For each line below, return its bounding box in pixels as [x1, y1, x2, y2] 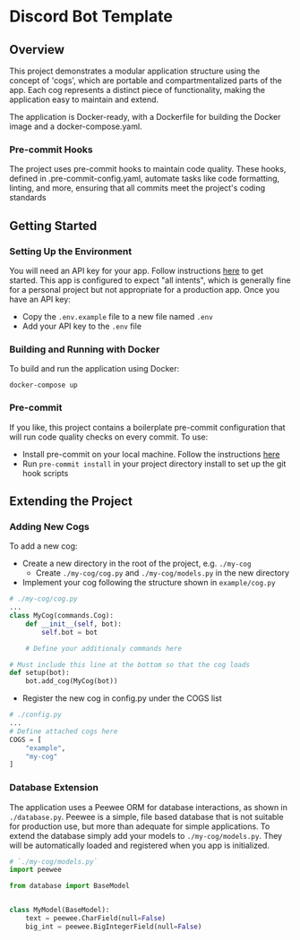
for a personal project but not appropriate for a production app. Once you [9, 284, 280, 295]
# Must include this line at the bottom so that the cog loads [9, 660, 251, 669]
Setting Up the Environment [9, 244, 133, 257]
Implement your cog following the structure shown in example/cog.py [21, 577, 276, 588]
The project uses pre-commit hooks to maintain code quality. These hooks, [9, 164, 287, 175]
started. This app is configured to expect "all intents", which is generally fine [9, 275, 291, 286]
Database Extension [9, 782, 99, 794]
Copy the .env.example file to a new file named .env [21, 311, 213, 321]
